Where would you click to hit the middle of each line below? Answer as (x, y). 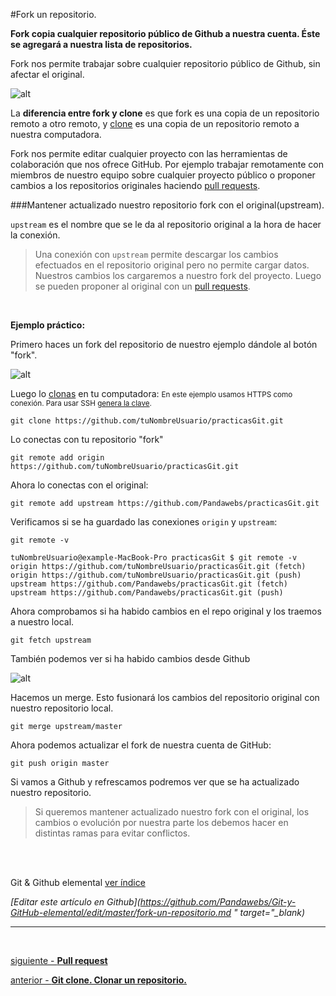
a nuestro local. (42, 622)
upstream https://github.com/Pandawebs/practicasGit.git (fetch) (149, 584)
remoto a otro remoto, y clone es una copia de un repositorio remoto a (155, 123)
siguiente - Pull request (59, 960)
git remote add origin (57, 458)
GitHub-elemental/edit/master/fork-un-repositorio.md (121, 912)
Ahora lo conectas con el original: (79, 485)
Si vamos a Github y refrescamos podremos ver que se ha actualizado (155, 782)
